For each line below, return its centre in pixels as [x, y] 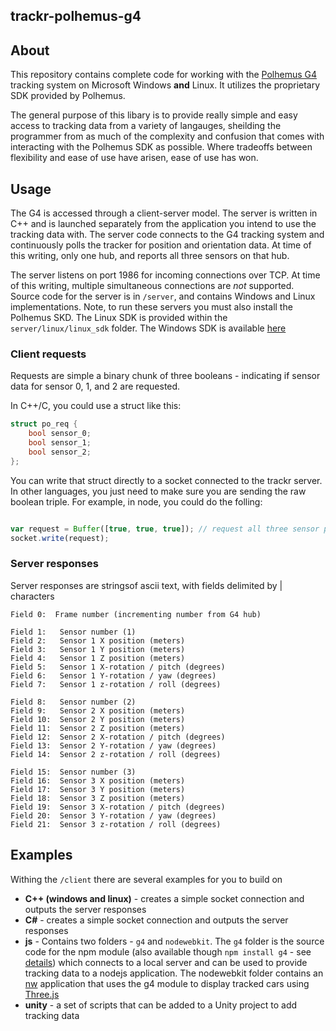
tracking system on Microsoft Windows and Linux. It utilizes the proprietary [165, 85]
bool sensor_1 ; [60, 443]
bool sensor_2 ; [60, 452]
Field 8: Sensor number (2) [73, 702]
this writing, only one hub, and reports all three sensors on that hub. [150, 256]
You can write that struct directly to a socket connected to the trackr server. [166, 480]
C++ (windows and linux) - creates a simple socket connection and [164, 898]
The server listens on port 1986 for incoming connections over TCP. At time [165, 275]
